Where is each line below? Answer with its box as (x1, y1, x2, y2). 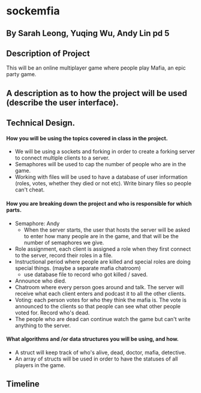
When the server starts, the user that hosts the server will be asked (23, 226, 190, 233)
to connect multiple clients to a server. (14, 154, 110, 161)
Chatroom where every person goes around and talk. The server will (14, 283, 184, 290)
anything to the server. (14, 322, 71, 329)
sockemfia (6, 4, 60, 18)
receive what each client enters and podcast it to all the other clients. (14, 290, 186, 297)
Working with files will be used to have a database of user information (14, 173, 188, 181)
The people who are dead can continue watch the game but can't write (14, 315, 191, 322)
